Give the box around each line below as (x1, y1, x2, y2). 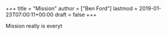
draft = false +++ (54, 11, 97, 18)
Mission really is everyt (5, 23, 63, 29)
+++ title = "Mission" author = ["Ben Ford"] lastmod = (5, 5, 138, 12)
